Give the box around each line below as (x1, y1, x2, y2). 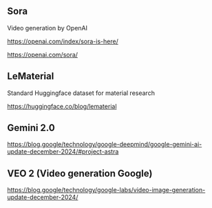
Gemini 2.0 (7, 122, 55, 134)
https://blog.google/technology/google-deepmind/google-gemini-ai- (7, 141, 202, 149)
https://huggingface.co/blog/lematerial (7, 102, 117, 110)
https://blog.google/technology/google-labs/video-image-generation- (7, 186, 206, 194)
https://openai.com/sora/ (7, 50, 78, 59)
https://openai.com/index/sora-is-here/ (7, 37, 118, 45)
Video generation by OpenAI (7, 23, 88, 32)
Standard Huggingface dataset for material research (7, 89, 155, 97)
